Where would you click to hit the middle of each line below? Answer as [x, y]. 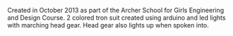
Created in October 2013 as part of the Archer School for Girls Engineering [116, 10]
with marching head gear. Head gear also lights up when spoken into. [108, 25]
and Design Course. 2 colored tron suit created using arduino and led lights [116, 18]
